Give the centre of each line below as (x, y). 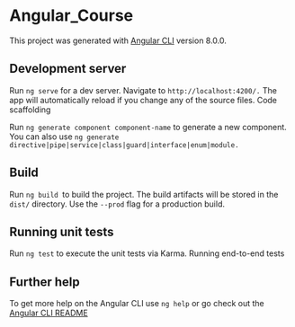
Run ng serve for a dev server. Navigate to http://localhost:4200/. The (143, 90)
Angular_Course (72, 16)
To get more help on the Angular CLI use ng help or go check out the (137, 304)
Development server (68, 69)
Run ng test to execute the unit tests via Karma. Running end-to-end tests (147, 253)
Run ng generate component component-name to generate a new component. (148, 127)
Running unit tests (62, 231)
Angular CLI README (49, 313)
